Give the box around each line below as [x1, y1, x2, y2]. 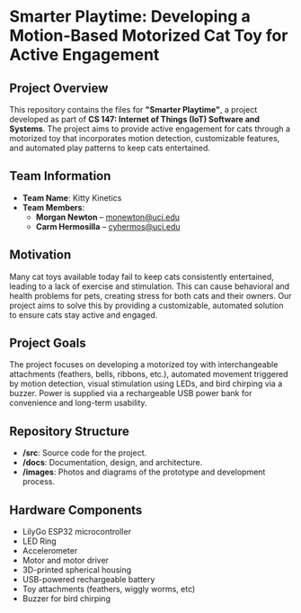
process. [22, 476, 56, 487]
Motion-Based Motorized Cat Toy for [9, 25, 288, 46]
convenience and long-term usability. [9, 398, 147, 409]
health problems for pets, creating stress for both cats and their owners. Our [9, 290, 292, 301]
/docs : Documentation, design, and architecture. [22, 457, 203, 468]
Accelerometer [22, 545, 78, 556]
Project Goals [9, 336, 87, 351]
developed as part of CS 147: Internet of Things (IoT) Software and [9, 114, 261, 124]
